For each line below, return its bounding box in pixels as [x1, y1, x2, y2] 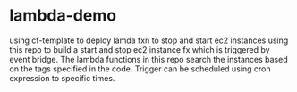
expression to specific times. [9, 72, 115, 83]
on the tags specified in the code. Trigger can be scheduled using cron [9, 63, 271, 74]
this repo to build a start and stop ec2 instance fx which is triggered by [9, 44, 270, 54]
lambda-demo [9, 5, 117, 26]
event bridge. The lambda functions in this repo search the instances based [9, 54, 288, 64]
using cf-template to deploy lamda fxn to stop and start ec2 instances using [9, 35, 289, 46]
